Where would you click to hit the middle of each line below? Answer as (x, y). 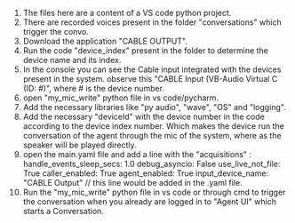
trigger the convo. (56, 32)
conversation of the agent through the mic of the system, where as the (152, 135)
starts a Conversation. (64, 211)
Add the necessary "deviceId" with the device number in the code (144, 116)
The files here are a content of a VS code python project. (127, 13)
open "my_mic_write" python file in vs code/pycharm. (121, 98)
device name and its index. (72, 60)
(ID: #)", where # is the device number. (94, 88)
